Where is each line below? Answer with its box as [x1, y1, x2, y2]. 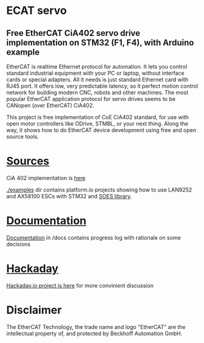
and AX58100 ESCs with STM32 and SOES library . [6, 192, 132, 199]
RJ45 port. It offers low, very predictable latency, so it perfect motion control [6, 83, 199, 89]
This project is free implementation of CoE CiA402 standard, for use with [6, 114, 189, 120]
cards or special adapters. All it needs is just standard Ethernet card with [6, 76, 189, 83]
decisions [6, 240, 30, 248]
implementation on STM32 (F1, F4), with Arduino [6, 37, 194, 47]
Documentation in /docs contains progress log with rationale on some [6, 234, 181, 241]
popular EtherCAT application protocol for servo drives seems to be [6, 95, 175, 102]
